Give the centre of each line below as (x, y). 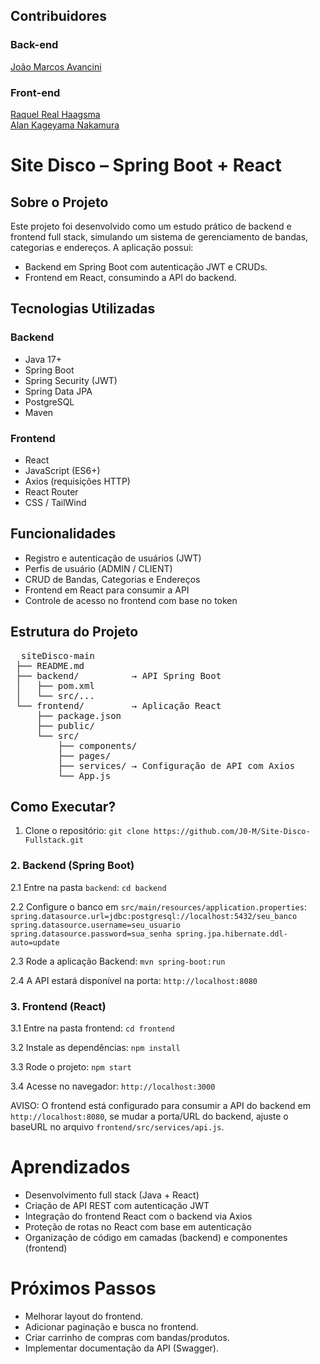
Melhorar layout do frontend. (84, 1316)
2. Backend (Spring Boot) (72, 866)
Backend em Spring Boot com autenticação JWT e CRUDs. (146, 266)
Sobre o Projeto (59, 202)
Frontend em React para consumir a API (107, 590)
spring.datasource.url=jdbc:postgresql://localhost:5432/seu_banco (154, 916)
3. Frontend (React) (58, 1006)
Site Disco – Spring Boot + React (146, 165)
